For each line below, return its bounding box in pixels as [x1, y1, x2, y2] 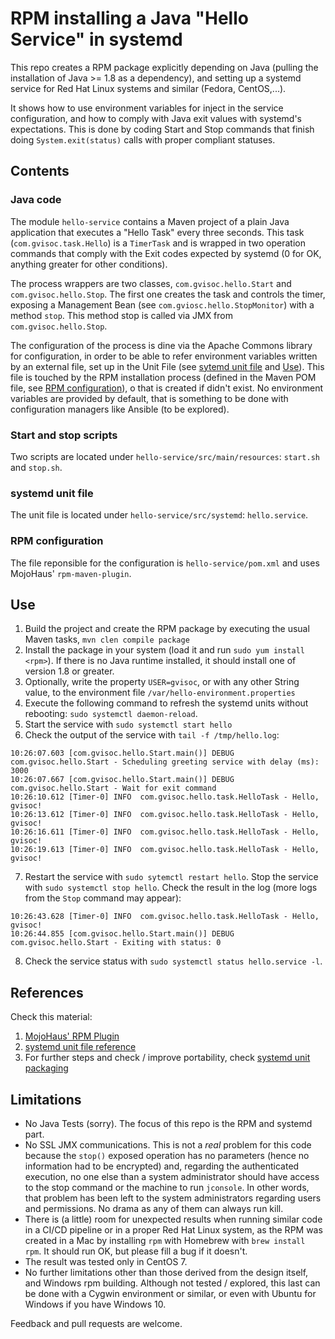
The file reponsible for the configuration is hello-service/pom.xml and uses [10, 557, 320, 569]
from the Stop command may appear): [24, 892, 182, 904]
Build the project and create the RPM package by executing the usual [24, 623, 310, 635]
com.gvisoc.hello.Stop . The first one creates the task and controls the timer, [10, 288, 326, 300]
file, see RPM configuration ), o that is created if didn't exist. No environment [10, 382, 324, 394]
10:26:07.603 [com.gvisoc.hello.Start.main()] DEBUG [10, 748, 235, 759]
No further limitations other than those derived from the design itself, [24, 1266, 309, 1278]
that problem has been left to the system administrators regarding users [24, 1192, 322, 1204]
